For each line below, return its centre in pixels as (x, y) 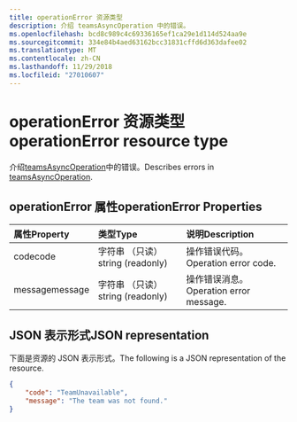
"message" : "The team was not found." (96, 401)
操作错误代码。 (217, 251)
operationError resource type (119, 141)
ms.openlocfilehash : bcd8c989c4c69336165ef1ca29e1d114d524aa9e (128, 34)
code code (34, 256)
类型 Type (118, 234)
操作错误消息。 (217, 278)
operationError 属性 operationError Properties (136, 207)
